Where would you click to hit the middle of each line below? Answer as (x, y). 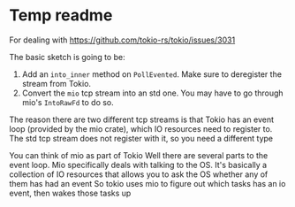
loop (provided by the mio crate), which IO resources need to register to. (141, 128)
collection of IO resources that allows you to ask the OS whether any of (139, 174)
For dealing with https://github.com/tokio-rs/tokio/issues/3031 (122, 40)
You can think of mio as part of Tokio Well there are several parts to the (139, 155)
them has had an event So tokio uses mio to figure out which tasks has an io (147, 183)
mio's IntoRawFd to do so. (68, 102)
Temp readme (61, 15)
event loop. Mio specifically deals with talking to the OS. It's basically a (138, 165)
